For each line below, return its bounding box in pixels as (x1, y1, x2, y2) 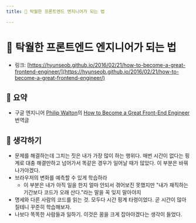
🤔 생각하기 (6, 136, 42, 146)
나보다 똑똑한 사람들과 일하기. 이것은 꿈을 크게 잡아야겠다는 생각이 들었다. (14, 211, 183, 218)
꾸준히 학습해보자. (30, 204, 72, 211)
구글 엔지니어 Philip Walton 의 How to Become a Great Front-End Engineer (14, 109, 190, 116)
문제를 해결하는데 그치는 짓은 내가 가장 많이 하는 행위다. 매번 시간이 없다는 (14, 152, 184, 159)
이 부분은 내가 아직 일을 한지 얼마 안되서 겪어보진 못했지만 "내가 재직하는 (23, 181, 189, 188)
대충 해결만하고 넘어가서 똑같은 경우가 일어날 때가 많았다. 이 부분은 (25, 160, 178, 167)
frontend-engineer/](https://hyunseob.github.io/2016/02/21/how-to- (14, 68, 179, 75)
